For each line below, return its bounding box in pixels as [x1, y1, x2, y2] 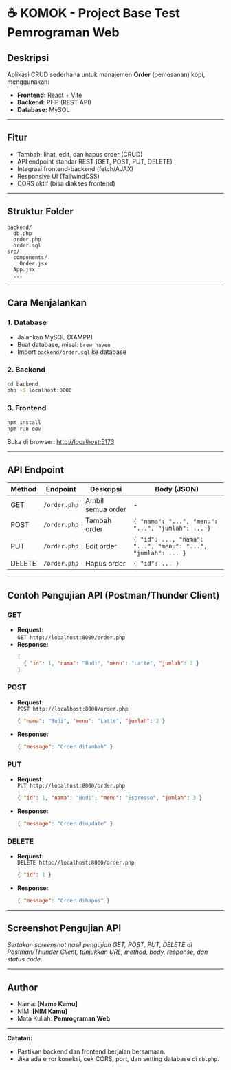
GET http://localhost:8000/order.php [16, 634, 126, 641]
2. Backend [7, 365, 46, 375]
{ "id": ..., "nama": [133, 535, 204, 544]
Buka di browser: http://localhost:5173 [7, 438, 115, 446]
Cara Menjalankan [7, 297, 87, 309]
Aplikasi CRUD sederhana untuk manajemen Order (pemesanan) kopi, [7, 70, 206, 78]
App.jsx [13, 266, 36, 273]
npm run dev [7, 425, 41, 432]
